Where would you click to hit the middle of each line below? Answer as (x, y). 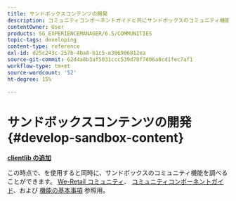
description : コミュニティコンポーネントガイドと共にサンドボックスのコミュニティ (113, 20)
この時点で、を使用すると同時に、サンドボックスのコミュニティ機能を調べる (118, 173)
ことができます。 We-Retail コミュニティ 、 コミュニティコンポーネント (110, 182)
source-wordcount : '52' (42, 72)
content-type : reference (44, 46)
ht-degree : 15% (29, 79)
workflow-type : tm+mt (39, 66)
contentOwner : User (36, 27)
